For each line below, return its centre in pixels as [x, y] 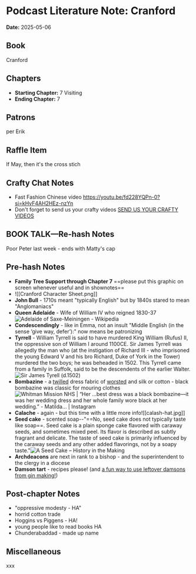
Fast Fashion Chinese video [48, 197]
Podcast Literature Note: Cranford [91, 11]
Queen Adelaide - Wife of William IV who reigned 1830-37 [85, 312]
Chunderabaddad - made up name [57, 533]
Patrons [21, 117]
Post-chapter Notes [43, 494]
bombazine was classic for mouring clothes [67, 388]
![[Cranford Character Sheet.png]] [56, 293]
